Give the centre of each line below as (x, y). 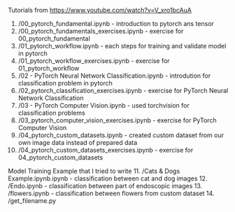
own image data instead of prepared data (78, 142)
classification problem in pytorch (65, 83)
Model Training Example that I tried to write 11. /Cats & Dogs (94, 171)
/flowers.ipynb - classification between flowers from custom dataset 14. (111, 193)
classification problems (52, 113)
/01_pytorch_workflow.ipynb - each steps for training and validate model (122, 46)
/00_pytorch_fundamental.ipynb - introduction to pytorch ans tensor (116, 23)
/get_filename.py (32, 201)
